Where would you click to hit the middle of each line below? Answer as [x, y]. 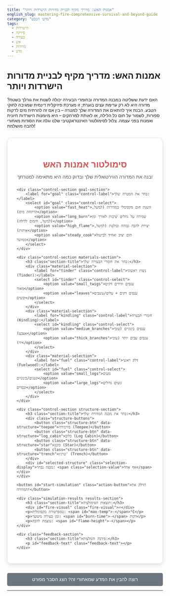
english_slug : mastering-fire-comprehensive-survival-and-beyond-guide [82, 14]
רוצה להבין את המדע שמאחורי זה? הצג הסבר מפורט [85, 580]
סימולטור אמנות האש [85, 164]
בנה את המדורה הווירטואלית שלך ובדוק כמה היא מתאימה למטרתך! [85, 177]
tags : [13, 23]
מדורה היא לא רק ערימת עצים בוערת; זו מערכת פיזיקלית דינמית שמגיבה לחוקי [79, 105]
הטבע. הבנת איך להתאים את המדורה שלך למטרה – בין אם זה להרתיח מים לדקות [82, 110]
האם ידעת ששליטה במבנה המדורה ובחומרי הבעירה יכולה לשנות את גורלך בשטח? [82, 100]
